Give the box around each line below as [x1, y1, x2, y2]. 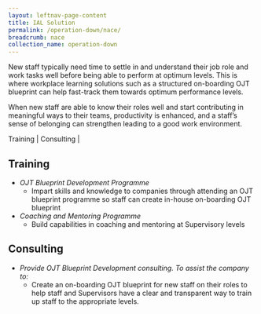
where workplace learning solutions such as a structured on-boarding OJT [8, 79, 250, 89]
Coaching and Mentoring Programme [19, 211, 142, 221]
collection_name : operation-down [8, 41, 118, 49]
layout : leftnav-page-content [8, 11, 108, 20]
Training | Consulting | [8, 134, 80, 144]
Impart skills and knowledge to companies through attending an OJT [31, 186, 254, 195]
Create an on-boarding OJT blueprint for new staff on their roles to [31, 279, 248, 289]
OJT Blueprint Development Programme [19, 177, 149, 187]
